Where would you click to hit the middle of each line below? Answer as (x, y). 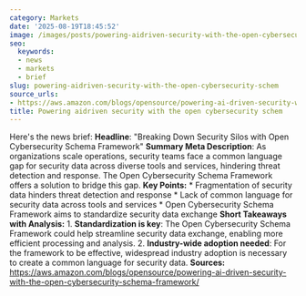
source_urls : (34, 94)
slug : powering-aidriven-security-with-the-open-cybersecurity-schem (144, 86)
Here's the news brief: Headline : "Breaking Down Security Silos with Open (149, 137)
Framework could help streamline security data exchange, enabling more (147, 234)
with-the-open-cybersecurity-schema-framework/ (105, 282)
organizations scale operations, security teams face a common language (146, 157)
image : (22, 35)
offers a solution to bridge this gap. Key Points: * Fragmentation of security (151, 185)
